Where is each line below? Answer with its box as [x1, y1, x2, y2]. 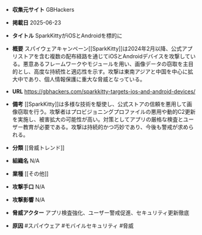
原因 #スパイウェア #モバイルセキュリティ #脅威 [12, 222, 134, 229]
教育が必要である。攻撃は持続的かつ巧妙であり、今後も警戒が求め [23, 124, 189, 130]
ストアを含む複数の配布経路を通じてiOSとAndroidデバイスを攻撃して [17, 53, 190, 60]
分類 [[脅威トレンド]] [12, 144, 65, 151]
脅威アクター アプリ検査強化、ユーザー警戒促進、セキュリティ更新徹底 [12, 209, 190, 216]
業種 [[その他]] [12, 170, 49, 177]
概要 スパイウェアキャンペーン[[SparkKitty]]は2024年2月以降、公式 [12, 45, 182, 52]
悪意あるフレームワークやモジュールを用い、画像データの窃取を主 [23, 61, 189, 67]
